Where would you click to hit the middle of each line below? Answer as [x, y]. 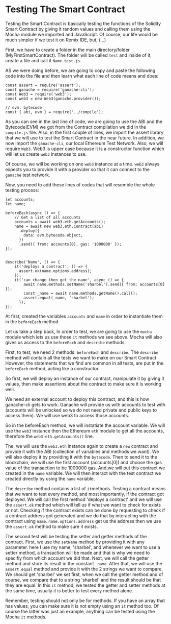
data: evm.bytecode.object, [53, 235]
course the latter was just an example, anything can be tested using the [80, 611]
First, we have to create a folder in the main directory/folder [68, 50]
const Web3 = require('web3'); [38, 94]
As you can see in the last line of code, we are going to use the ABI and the [84, 122]
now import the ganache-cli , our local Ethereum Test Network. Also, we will [84, 143]
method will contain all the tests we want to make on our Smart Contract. [81, 357]
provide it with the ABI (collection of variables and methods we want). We [82, 451]
